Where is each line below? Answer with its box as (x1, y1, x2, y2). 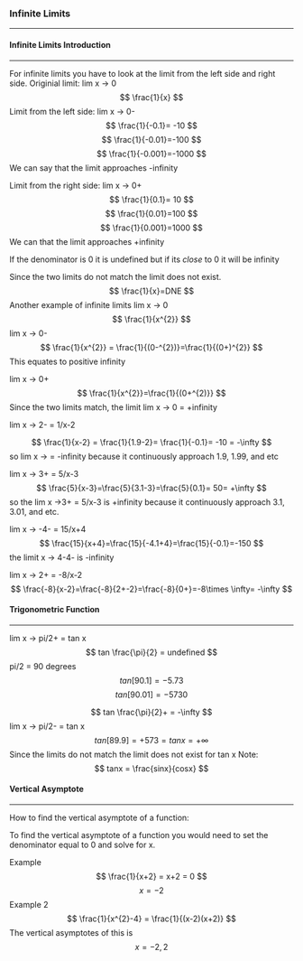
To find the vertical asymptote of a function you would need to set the (9, 829, 269, 840)
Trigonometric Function (9, 604, 100, 615)
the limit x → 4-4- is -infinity (9, 552, 115, 563)
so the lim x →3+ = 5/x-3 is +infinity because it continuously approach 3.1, (9, 496, 286, 508)
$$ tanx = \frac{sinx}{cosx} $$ (94, 762, 209, 774)
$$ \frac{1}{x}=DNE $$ (108, 285, 195, 296)
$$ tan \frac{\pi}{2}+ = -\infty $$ (90, 706, 213, 717)
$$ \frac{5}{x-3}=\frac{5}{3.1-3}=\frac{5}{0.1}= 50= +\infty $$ (35, 482, 268, 493)
